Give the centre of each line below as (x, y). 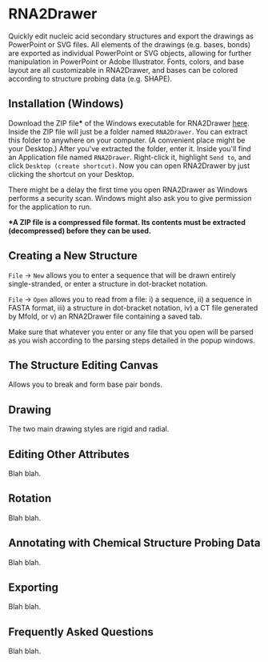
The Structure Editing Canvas (83, 365)
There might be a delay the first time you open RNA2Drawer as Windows (128, 190)
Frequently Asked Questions (81, 632)
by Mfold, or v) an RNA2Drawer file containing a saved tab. (105, 316)
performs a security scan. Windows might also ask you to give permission (130, 198)
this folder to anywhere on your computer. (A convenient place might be (127, 140)
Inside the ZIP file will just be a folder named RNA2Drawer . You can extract (128, 131)
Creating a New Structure (73, 256)
